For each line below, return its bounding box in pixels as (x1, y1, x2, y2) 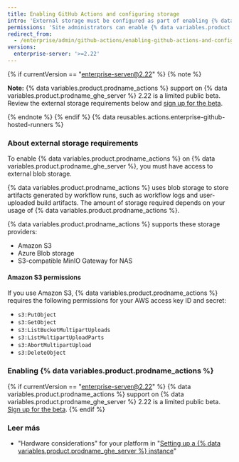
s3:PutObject (17, 311, 57, 318)
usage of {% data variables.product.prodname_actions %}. (7, 206, 180, 215)
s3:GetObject (17, 319, 57, 326)
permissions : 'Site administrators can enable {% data (7, 24, 174, 31)
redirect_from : (7, 30, 53, 38)
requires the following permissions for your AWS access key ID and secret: (7, 296, 226, 305)
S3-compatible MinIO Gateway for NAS (17, 256, 133, 265)
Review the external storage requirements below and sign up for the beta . (7, 99, 223, 107)
